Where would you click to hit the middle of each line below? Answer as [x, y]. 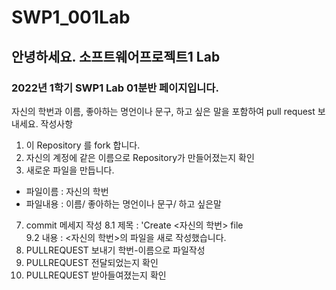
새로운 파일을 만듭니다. [70, 170]
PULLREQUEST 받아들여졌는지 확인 [96, 275]
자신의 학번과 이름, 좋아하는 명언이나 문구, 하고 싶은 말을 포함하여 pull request [163, 111]
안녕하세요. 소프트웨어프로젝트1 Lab [116, 56]
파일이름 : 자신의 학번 [67, 191]
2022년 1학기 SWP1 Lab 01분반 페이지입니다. [115, 88]
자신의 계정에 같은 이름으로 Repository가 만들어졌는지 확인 [140, 157]
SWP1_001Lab [71, 17]
